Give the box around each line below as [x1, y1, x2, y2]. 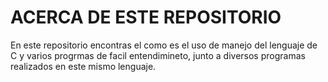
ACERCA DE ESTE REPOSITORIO [10, 6, 282, 29]
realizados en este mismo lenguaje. [10, 60, 157, 72]
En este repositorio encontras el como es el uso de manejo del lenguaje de [10, 39, 318, 51]
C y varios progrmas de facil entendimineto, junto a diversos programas [10, 49, 306, 61]
